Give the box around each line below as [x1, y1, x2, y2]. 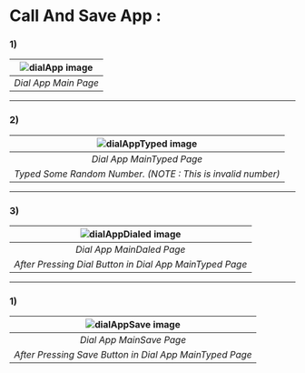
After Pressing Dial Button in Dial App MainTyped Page [14, 258, 248, 271]
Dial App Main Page [14, 76, 100, 89]
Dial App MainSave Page [80, 334, 187, 347]
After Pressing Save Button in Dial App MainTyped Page [14, 348, 252, 361]
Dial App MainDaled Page [75, 243, 186, 256]
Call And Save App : [9, 5, 162, 26]
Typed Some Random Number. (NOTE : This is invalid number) [14, 167, 280, 180]
